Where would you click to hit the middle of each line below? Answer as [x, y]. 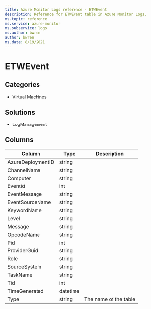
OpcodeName [24, 235]
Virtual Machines [29, 97]
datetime [69, 291]
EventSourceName [29, 202]
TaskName [20, 275]
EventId [17, 186]
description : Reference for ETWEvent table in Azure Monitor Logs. [76, 14]
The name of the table [110, 299]
